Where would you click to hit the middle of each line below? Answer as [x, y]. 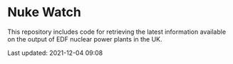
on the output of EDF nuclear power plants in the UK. [85, 39]
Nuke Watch [45, 12]
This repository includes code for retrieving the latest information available [117, 32]
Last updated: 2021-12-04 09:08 [55, 53]
